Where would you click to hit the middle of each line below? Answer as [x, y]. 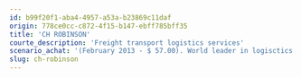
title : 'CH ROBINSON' [50, 34]
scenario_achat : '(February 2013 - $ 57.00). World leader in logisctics [151, 51]
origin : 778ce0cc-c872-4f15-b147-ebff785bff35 [99, 26]
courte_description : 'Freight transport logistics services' [127, 43]
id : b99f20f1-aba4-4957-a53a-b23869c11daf [90, 17]
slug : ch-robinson [44, 59]
